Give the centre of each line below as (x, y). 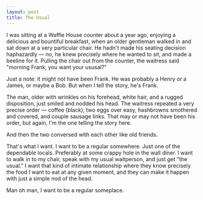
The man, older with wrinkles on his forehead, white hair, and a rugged (95, 97)
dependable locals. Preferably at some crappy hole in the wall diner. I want (100, 153)
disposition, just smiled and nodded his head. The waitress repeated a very (100, 103)
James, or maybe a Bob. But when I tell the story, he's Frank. (82, 85)
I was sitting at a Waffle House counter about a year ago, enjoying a (91, 35)
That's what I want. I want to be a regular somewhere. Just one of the (93, 146)
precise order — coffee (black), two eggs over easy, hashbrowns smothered (102, 110)
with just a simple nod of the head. (50, 178)
